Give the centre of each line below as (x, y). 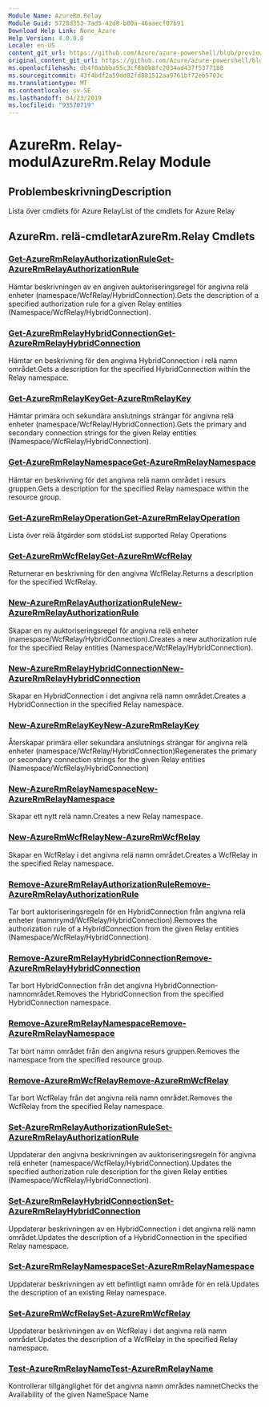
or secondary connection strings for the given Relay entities (107, 760)
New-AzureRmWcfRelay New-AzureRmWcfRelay (104, 838)
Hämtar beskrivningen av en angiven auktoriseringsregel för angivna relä (128, 287)
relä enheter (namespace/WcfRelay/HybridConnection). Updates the (120, 1163)
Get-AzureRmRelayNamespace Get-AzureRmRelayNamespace (132, 463)
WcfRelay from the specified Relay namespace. (86, 1106)
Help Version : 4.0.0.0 (46, 38)
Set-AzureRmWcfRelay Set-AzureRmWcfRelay (99, 1313)
